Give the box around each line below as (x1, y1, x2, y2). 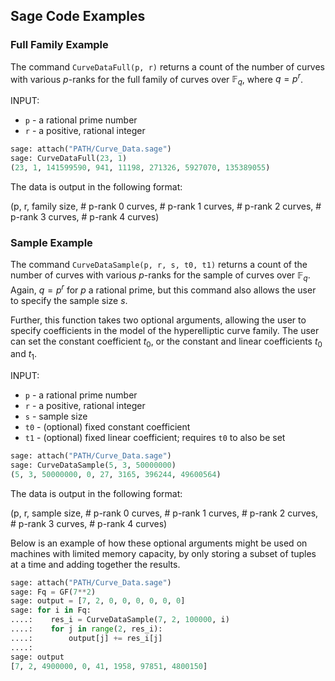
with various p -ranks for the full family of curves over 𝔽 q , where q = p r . (10, 71, 304, 88)
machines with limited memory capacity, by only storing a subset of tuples (10, 547, 317, 559)
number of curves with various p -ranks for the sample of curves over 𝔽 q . (10, 269, 311, 283)
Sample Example (10, 235, 93, 249)
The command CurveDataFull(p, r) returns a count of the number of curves (10, 60, 326, 73)
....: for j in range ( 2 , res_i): (10, 624, 163, 634)
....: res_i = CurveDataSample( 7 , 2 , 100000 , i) (10, 615, 230, 625)
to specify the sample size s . (10, 294, 128, 306)
